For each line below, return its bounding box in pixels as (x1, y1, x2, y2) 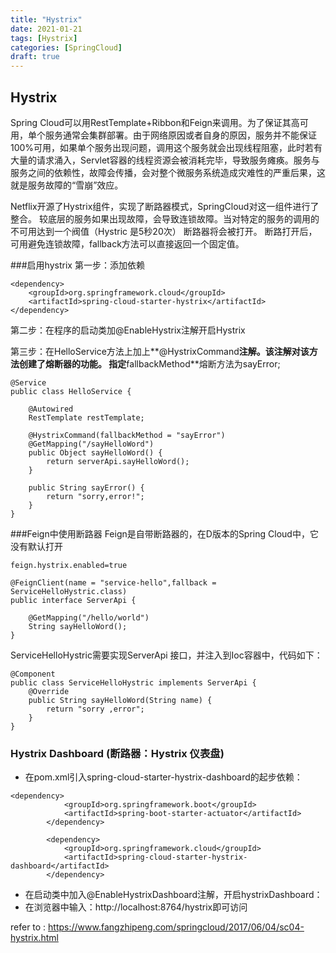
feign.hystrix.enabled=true (10, 560, 128, 570)
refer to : (10, 921, 47, 933)
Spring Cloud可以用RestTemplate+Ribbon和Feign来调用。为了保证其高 (10, 116, 300, 128)
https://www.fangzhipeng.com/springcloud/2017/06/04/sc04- (48, 921, 305, 933)
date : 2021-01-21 (10, 24, 83, 34)
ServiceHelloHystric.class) (10, 586, 128, 596)
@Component (10, 669, 56, 679)
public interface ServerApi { (10, 595, 137, 605)
